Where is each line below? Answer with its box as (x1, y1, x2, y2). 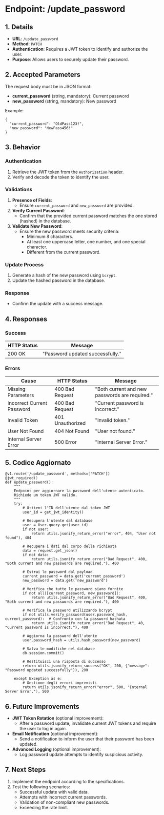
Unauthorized (54, 420, 86, 427)
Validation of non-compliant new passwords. (19, 799, 110, 805)
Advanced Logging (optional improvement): (12, 746, 101, 752)
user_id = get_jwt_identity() (22, 510, 84, 515)
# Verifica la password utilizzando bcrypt (22, 608, 112, 613)
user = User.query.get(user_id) (22, 523, 89, 528)
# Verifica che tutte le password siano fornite (22, 587, 123, 592)
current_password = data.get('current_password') (22, 574, 125, 579)
